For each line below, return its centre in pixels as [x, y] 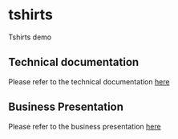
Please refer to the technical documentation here [89, 81]
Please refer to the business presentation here [85, 126]
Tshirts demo [30, 37]
